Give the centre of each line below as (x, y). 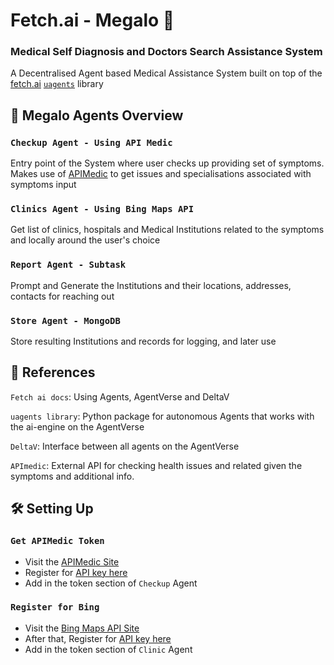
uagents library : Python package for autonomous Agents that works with (162, 416)
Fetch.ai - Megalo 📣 (92, 20)
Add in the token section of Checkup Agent (111, 583)
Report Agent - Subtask (68, 265)
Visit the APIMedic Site (72, 561)
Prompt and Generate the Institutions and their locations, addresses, (151, 285)
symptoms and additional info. (72, 476)
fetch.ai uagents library (57, 84)
